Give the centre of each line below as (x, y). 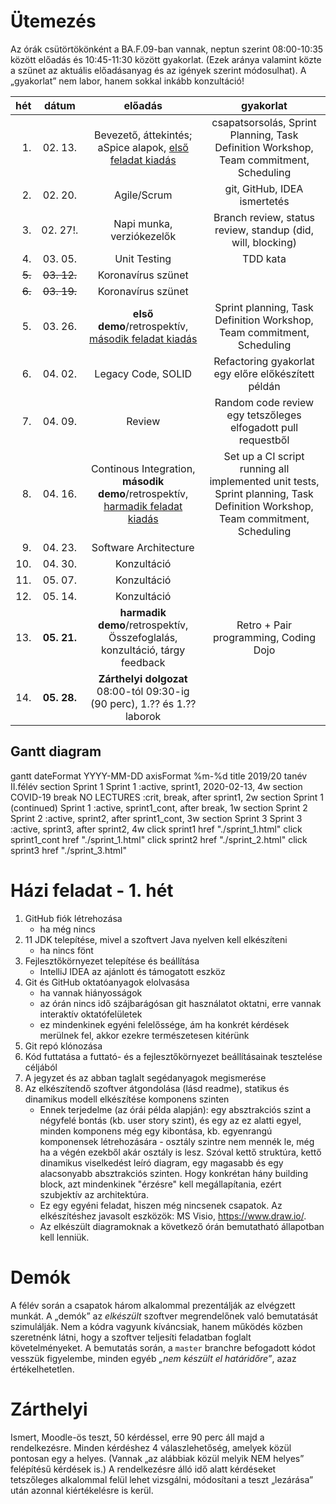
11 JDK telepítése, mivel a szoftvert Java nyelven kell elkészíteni (156, 939)
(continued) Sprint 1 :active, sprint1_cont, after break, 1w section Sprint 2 (159, 807)
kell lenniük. (64, 1237)
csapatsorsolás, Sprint (264, 122)
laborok (143, 716)
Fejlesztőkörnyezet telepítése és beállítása (112, 961)
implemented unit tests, (264, 481)
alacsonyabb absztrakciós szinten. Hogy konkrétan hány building (173, 1173)
